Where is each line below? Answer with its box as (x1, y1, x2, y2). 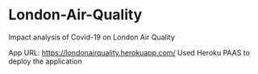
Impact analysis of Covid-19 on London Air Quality (8, 32, 176, 42)
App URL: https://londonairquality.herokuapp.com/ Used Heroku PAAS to (8, 47, 250, 57)
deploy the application (8, 56, 83, 66)
